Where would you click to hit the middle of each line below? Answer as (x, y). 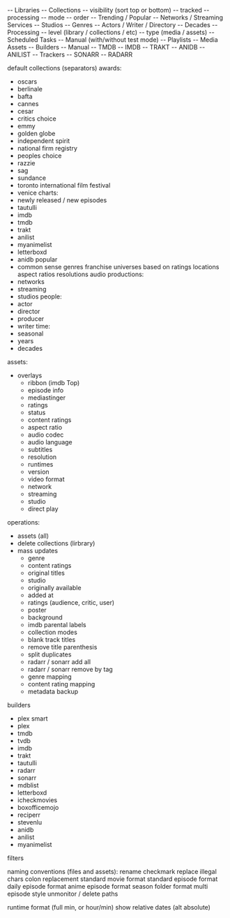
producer (31, 319)
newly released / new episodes (62, 200)
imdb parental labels (57, 625)
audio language (50, 442)
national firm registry (47, 148)
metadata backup (53, 691)
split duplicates (49, 654)
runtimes (40, 464)
